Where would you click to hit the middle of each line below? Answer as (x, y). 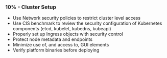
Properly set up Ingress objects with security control (68, 34)
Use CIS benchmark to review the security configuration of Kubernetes (87, 23)
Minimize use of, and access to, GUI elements (61, 45)
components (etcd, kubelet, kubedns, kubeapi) (62, 29)
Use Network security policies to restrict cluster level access (77, 18)
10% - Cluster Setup (31, 7)
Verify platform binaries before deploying (56, 50)
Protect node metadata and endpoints (53, 39)
